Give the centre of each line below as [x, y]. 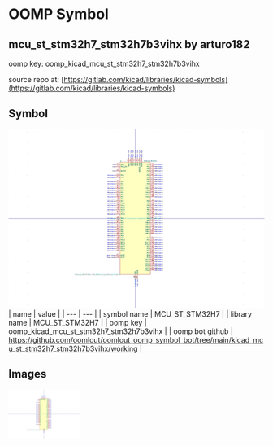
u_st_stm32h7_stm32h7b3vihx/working [73, 348]
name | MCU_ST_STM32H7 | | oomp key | [78, 322]
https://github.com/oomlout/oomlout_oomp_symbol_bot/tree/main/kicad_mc [136, 339]
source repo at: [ [36, 79]
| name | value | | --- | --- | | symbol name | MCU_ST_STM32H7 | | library [130, 313]
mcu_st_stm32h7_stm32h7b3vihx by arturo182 [129, 44]
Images [28, 374]
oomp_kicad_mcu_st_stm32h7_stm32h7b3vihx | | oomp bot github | [121, 331]
